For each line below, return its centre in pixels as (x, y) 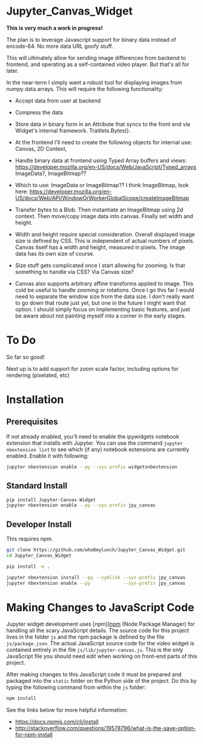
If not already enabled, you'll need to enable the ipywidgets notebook (93, 436)
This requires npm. (30, 539)
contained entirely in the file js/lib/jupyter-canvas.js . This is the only (95, 650)
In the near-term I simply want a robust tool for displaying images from (94, 82)
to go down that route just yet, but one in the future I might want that (100, 303)
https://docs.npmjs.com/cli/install (57, 722)
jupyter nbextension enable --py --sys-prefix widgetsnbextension (92, 467)
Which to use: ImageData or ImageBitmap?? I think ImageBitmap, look (102, 185)
